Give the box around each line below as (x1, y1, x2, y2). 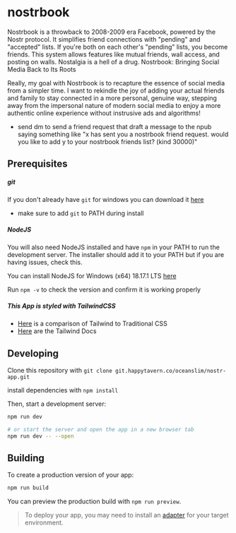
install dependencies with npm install (7, 386, 119, 395)
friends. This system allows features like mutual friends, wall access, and (7, 50, 220, 59)
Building (7, 453, 45, 465)
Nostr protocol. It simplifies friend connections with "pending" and (7, 35, 201, 43)
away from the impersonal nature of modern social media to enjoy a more (7, 101, 221, 109)
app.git (7, 373, 30, 381)
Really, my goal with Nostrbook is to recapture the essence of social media (7, 78, 225, 87)
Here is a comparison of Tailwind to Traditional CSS (17, 319, 167, 328)
